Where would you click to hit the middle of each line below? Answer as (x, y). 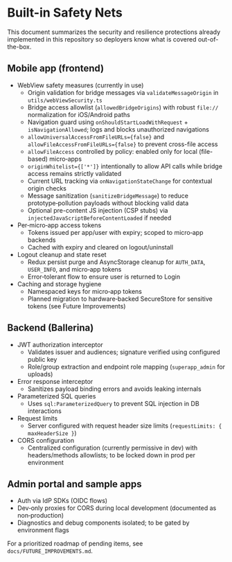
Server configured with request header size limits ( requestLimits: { (125, 425)
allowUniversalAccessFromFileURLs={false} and (96, 137)
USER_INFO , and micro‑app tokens (74, 269)
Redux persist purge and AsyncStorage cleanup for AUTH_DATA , (116, 262)
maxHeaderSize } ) (52, 433)
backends (42, 240)
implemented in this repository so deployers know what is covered (102, 39)
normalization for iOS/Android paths (79, 114)
